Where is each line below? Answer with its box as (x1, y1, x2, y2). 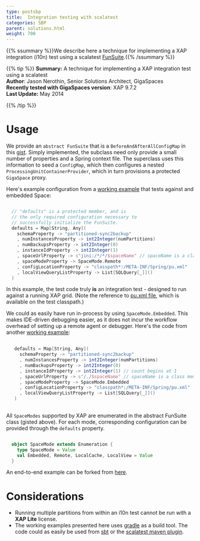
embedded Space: (6, 192, 52, 199)
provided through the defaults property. (6, 424, 105, 431)
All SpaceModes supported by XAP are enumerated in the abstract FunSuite (6, 412, 187, 419)
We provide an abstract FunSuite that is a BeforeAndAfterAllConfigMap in (6, 142, 186, 149)
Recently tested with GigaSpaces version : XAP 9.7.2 (6, 84, 137, 91)
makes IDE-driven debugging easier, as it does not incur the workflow (6, 316, 177, 323)
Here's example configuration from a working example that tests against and (6, 186, 194, 193)
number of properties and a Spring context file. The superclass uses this (6, 155, 184, 162)
